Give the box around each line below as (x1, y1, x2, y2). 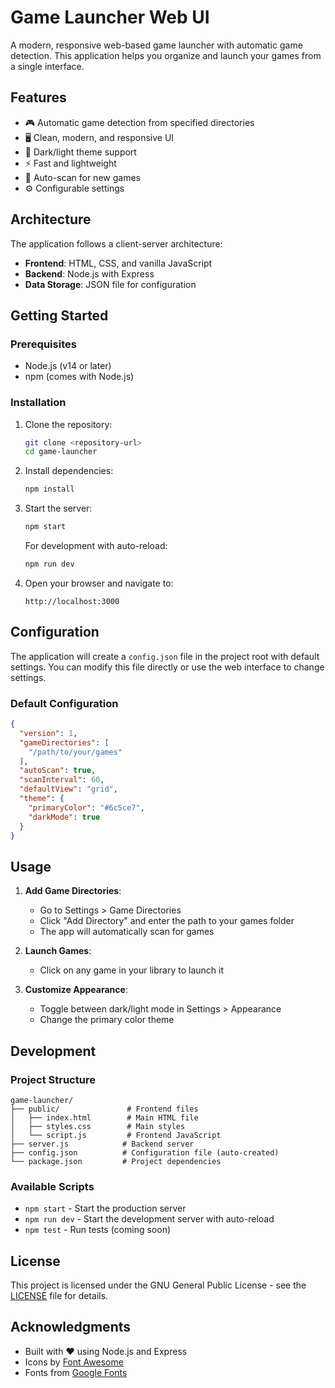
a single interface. (10, 60, 85, 72)
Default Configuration (10, 696, 119, 710)
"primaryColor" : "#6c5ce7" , (28, 802, 145, 813)
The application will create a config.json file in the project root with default (10, 650, 320, 662)
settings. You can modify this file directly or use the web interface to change (10, 661, 325, 673)
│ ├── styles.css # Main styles (10, 1121, 186, 1131)
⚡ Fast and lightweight (24, 157, 117, 169)
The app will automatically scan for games (39, 926, 215, 938)
